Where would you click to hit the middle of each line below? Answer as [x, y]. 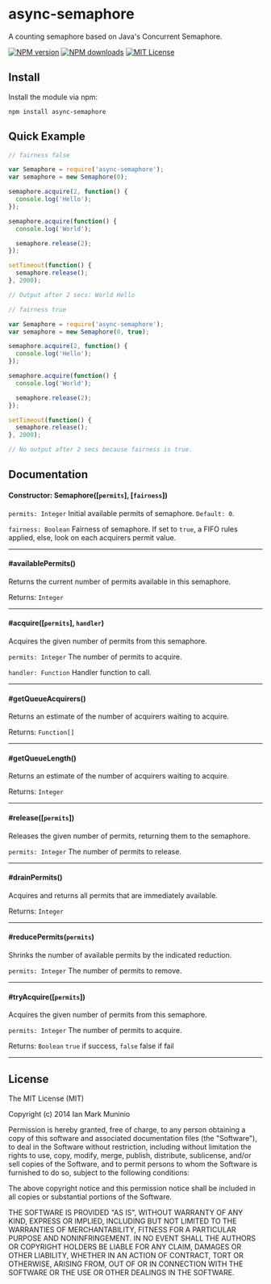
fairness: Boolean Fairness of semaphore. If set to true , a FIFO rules [123, 529]
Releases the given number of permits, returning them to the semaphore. [129, 836]
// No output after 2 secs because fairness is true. [101, 450]
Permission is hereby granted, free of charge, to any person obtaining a [127, 1130]
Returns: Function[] [42, 732]
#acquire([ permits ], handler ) [56, 623]
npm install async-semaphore [57, 111]
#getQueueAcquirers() [47, 699]
